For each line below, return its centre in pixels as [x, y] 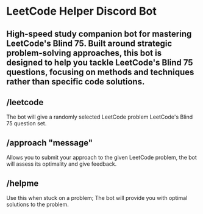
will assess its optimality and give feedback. [62, 164]
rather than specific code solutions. [76, 82]
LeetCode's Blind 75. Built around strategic [89, 43]
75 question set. [27, 124]
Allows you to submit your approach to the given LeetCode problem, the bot [101, 158]
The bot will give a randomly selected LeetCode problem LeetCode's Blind [100, 117]
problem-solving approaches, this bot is [84, 53]
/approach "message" [50, 143]
